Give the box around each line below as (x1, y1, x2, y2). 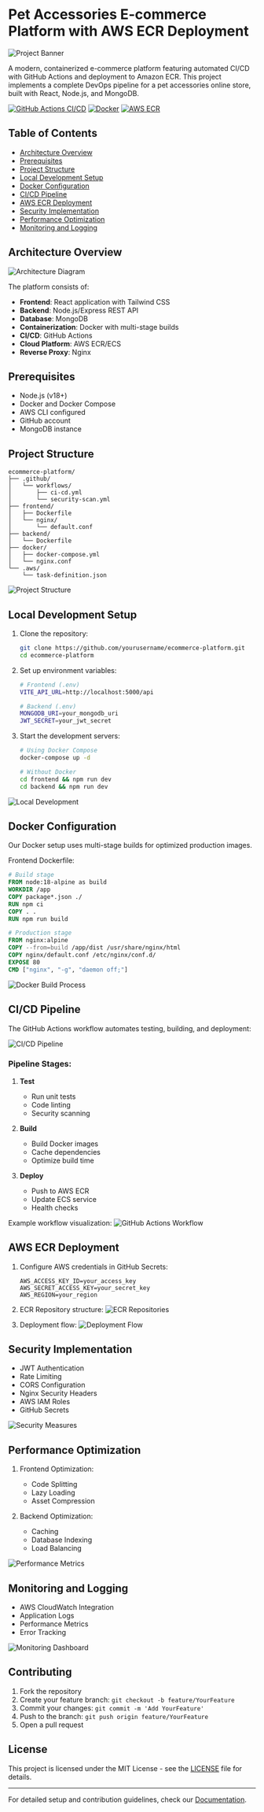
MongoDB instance (19, 424, 82, 434)
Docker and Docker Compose (19, 399, 116, 409)
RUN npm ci (8, 900, 44, 908)
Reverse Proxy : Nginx (19, 347, 92, 357)
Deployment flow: (19, 1320, 77, 1329)
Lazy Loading (31, 1488, 76, 1497)
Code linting (31, 1100, 71, 1109)
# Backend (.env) (19, 702, 77, 710)
